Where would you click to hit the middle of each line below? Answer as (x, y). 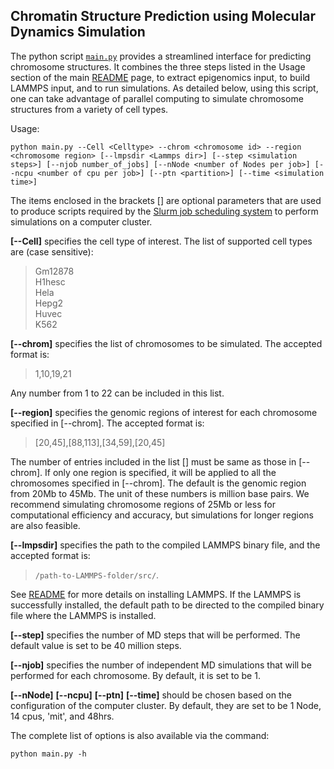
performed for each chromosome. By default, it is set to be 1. (135, 675)
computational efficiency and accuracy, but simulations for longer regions (162, 515)
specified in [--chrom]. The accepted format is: (107, 423)
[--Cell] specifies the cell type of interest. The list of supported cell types (161, 241)
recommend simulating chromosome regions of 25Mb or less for (143, 504)
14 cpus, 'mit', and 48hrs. (62, 716)
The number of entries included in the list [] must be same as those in (153, 461)
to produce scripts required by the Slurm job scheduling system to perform (164, 211)
